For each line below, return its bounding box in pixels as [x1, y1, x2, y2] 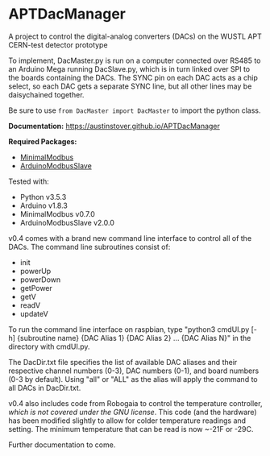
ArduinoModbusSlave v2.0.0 [19, 218, 115, 227]
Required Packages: [8, 136, 77, 146]
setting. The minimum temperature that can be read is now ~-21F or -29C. [8, 424, 254, 433]
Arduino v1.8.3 [19, 201, 69, 210]
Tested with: [8, 176, 50, 186]
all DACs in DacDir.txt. [8, 383, 81, 392]
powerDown [19, 275, 61, 284]
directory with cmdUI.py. [8, 342, 90, 351]
